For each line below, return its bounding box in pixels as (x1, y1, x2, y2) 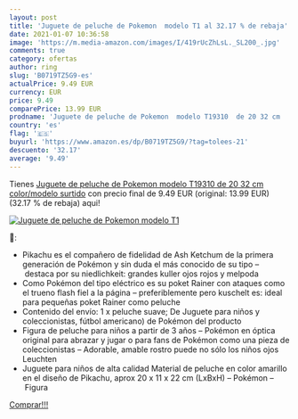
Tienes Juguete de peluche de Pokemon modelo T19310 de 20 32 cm (9, 178, 264, 189)
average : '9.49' (9, 153, 69, 163)
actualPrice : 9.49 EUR (9, 79, 93, 88)
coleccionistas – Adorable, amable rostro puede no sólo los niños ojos (21, 344, 279, 355)
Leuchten (21, 353, 58, 364)
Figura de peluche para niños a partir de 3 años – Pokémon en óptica (21, 325, 276, 335)
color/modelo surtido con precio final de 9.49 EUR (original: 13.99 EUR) (9, 188, 270, 199)
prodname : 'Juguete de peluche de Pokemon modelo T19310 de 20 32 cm (9, 112, 280, 121)
